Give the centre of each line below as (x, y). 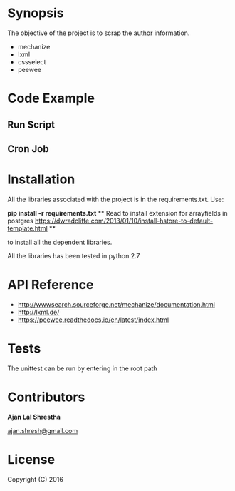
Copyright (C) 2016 (36, 479)
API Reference (51, 285)
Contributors (46, 397)
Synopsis (36, 13)
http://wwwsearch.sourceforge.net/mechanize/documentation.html (116, 304)
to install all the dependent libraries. (60, 242)
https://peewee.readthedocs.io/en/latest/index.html (93, 320)
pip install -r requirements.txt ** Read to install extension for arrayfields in (117, 213)
